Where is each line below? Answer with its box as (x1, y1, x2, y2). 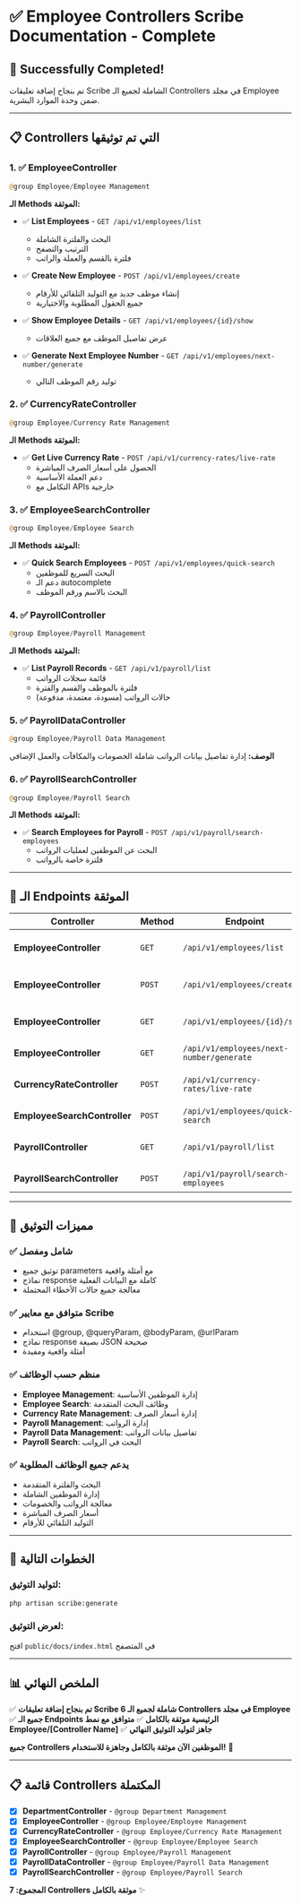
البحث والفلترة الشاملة (35, 233, 112, 244)
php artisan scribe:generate (9, 1598, 118, 1607)
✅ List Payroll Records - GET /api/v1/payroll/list (21, 663, 211, 674)
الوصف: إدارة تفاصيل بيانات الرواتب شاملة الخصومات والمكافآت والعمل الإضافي (9, 751, 275, 762)
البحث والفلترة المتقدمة (21, 1478, 101, 1489)
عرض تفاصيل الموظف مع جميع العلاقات (35, 332, 168, 343)
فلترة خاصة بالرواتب (35, 854, 103, 866)
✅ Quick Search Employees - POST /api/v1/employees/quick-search (21, 557, 275, 568)
